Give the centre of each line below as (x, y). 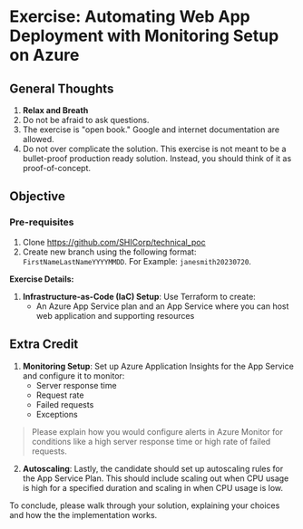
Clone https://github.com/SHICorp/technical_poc (114, 242)
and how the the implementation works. (83, 515)
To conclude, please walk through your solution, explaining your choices (145, 505)
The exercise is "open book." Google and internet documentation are (151, 130)
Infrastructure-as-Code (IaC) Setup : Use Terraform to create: (139, 296)
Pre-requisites (42, 222)
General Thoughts (62, 88)
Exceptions (57, 414)
